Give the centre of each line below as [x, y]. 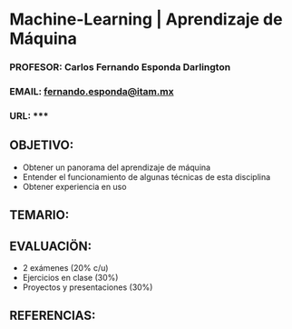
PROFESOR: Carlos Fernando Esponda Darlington [120, 67]
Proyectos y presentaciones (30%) [88, 287]
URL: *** [29, 115]
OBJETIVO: [42, 145]
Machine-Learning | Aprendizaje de [146, 20]
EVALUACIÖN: [51, 246]
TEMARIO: [39, 215]
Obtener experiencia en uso [74, 186]
